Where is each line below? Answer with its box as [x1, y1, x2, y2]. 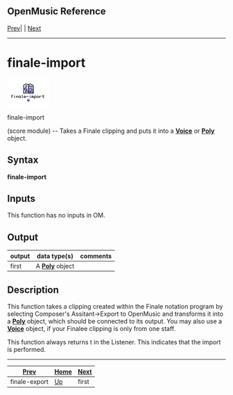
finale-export [10, 378, 49, 385]
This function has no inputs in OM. [7, 211, 105, 220]
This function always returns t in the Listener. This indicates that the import [7, 338, 221, 346]
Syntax [7, 154, 39, 166]
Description [7, 284, 59, 296]
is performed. [7, 346, 46, 354]
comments [80, 252, 112, 260]
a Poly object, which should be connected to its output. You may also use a [7, 317, 223, 325]
